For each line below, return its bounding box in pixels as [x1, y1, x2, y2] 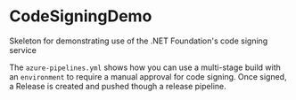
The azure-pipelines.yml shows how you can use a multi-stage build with [9, 62, 281, 73]
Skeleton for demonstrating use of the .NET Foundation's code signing [9, 35, 268, 46]
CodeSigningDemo [9, 6, 152, 27]
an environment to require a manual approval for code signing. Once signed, [9, 71, 287, 81]
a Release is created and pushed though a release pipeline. [9, 81, 226, 91]
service [9, 44, 37, 55]
